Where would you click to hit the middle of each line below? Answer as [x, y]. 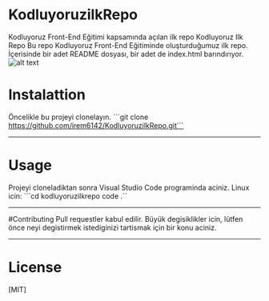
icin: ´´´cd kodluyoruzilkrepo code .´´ [68, 196]
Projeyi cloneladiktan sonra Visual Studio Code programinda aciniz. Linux [129, 187]
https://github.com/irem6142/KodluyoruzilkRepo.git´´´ [96, 125]
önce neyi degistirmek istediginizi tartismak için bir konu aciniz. [112, 227]
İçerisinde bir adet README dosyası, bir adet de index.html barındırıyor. [126, 54]
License [35, 267]
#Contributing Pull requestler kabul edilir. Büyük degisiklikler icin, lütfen [126, 219]
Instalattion [47, 95]
